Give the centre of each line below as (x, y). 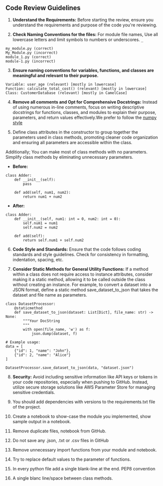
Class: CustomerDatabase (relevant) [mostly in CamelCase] (66, 93)
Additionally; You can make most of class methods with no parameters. (76, 152)
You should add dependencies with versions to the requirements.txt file (84, 402)
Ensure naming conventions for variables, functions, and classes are (83, 70)
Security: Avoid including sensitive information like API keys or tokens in (85, 376)
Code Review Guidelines (43, 8)
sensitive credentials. (34, 392)
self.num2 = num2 (40, 227)
